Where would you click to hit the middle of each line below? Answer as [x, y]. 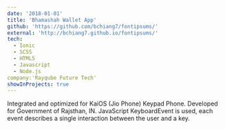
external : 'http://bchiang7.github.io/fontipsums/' [83, 33]
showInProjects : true [38, 84]
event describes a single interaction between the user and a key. [99, 119]
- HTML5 [24, 59]
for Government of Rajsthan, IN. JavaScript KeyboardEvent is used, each [110, 111]
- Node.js [27, 71]
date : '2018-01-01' [35, 13]
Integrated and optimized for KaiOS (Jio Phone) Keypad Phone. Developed [112, 103]
